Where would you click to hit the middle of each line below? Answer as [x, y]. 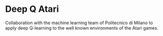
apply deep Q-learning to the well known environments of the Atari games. [82, 28]
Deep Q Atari [32, 9]
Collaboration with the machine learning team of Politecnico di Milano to [79, 23]
